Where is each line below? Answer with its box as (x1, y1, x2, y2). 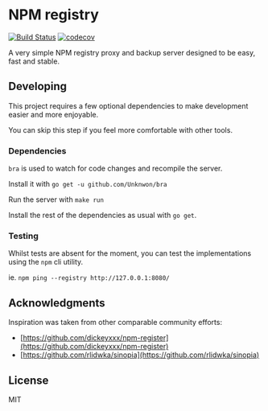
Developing (8, 80, 67, 93)
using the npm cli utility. (8, 257, 84, 267)
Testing (8, 230, 39, 241)
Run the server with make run (8, 195, 105, 204)
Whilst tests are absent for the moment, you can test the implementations (8, 249, 252, 258)
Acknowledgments (8, 296, 106, 310)
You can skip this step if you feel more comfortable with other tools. (8, 125, 233, 134)
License (8, 373, 49, 387)
